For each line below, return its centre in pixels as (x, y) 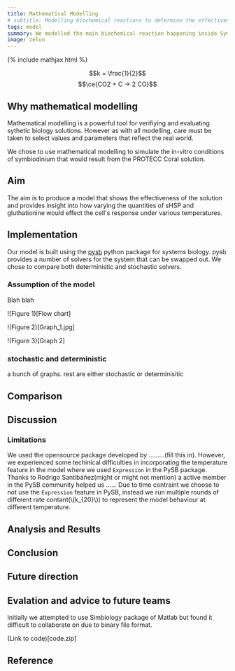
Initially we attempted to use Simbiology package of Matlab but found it (110, 618)
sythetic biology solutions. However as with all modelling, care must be (109, 130)
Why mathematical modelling (73, 106)
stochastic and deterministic (57, 359)
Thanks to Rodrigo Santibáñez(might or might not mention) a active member (117, 478)
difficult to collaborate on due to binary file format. (80, 625)
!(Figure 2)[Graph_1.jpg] (41, 327)
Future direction (43, 577)
